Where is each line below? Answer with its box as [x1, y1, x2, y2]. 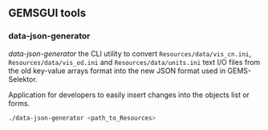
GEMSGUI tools [8, 6, 87, 20]
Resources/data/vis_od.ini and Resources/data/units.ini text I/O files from [8, 57, 261, 67]
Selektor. [8, 74, 38, 83]
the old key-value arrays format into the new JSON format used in [8, 66, 226, 75]
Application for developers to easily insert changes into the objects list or [8, 90, 250, 100]
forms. [8, 98, 30, 108]
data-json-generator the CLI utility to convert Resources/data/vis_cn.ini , [8, 48, 251, 59]
